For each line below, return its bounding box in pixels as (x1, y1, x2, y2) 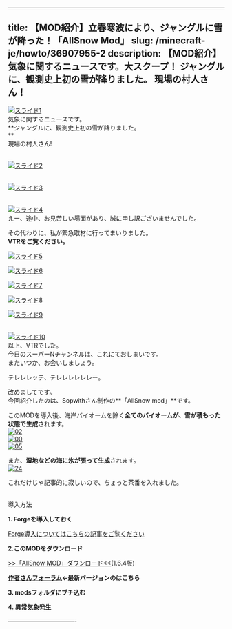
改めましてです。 (8, 388, 56, 396)
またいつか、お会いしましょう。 (8, 358, 98, 366)
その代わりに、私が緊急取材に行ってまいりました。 (8, 228, 152, 237)
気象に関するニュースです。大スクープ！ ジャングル (8, 61, 225, 72)
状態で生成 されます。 (8, 419, 68, 428)
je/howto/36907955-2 (8, 48, 106, 59)
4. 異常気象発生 (8, 603, 52, 611)
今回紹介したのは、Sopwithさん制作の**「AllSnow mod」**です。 (8, 396, 195, 404)
